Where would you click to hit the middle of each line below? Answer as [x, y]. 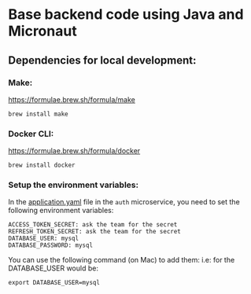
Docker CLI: [31, 134]
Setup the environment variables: [74, 185]
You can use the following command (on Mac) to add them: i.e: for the [122, 260]
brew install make [38, 114]
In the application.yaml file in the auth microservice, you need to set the [124, 202]
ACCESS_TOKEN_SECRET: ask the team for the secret [93, 225]
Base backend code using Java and [126, 15]
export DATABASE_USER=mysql [54, 283]
